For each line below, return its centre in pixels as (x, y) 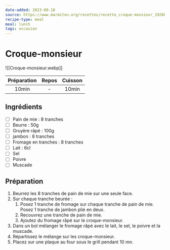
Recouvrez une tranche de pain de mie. (61, 215)
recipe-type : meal (25, 19)
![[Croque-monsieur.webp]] (34, 68)
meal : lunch (18, 24)
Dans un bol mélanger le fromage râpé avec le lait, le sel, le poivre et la (86, 226)
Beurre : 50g (26, 125)
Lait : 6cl (22, 148)
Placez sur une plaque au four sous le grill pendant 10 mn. (73, 242)
